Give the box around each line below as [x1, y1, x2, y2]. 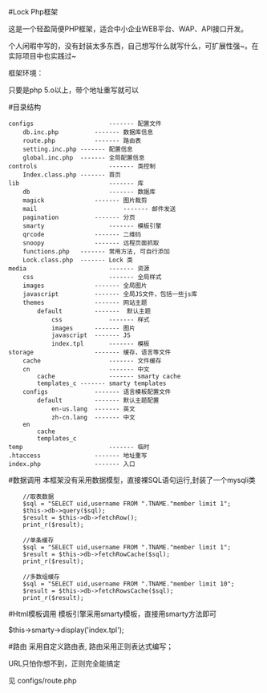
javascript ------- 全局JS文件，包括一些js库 [22, 290, 198, 298]
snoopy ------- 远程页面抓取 [22, 239, 160, 247]
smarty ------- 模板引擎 [22, 222, 162, 230]
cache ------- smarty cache [37, 372, 181, 380]
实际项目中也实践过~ [8, 51, 77, 60]
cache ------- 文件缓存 [22, 357, 162, 365]
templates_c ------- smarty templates [37, 379, 167, 387]
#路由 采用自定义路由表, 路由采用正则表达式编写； [8, 642, 174, 651]
